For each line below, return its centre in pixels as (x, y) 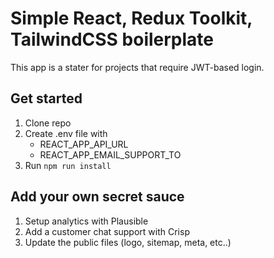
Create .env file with (66, 133)
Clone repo (48, 123)
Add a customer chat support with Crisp (107, 231)
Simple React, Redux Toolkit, (131, 18)
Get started (46, 98)
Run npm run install (68, 165)
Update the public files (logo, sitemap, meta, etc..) (128, 242)
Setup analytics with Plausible (86, 221)
